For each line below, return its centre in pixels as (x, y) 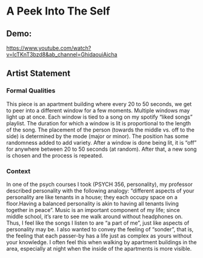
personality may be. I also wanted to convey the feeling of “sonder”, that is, (100, 229)
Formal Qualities (31, 91)
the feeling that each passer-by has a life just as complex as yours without (99, 236)
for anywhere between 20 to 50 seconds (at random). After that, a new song (101, 149)
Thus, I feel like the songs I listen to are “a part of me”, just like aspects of (98, 223)
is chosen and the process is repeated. (55, 155)
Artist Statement (38, 74)
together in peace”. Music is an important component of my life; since (93, 210)
